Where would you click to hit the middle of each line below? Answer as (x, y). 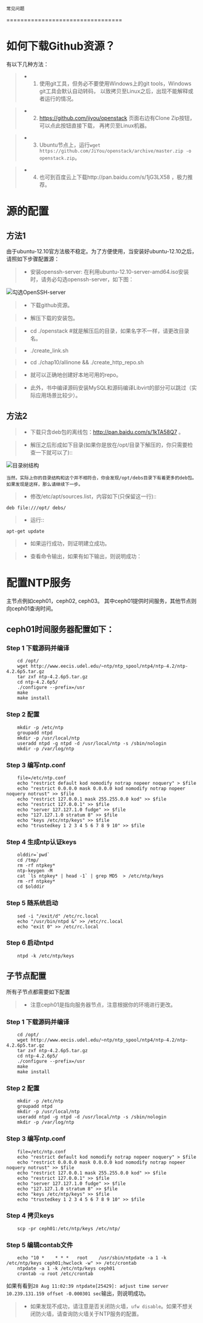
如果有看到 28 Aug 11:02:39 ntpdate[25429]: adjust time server (87, 1286)
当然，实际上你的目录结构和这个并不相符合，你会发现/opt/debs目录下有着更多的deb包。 (101, 478)
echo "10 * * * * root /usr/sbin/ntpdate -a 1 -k (92, 1258)
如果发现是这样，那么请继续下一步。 (45, 484)
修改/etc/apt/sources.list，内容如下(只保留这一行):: (93, 496)
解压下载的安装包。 (54, 318)
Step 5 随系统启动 (32, 903)
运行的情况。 (61, 98)
